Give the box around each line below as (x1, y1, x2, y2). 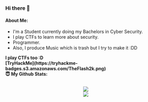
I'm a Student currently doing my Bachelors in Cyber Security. (12, 29, 143, 35)
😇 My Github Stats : (5, 71, 47, 77)
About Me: (5, 17, 29, 23)
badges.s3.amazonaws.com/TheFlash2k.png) (5, 66, 106, 72)
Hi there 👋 (5, 5, 31, 12)
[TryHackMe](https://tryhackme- (5, 60, 78, 66)
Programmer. (12, 39, 41, 45)
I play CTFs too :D (5, 55, 43, 61)
